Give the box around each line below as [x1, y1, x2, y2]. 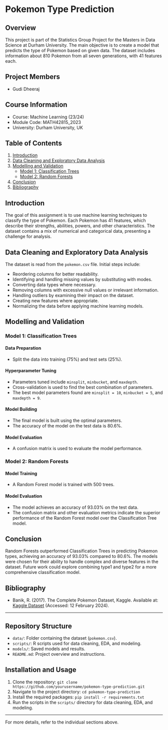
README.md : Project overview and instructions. [12, 651, 106, 657]
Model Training [5, 470, 37, 476]
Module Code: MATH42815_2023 [12, 119, 81, 125]
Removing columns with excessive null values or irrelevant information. [12, 287, 159, 293]
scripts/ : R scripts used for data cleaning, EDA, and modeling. [12, 640, 141, 646]
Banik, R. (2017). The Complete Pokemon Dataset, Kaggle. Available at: [12, 597, 158, 603]
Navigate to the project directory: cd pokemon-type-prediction [12, 688, 140, 694]
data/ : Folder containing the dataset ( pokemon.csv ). [12, 635, 117, 641]
